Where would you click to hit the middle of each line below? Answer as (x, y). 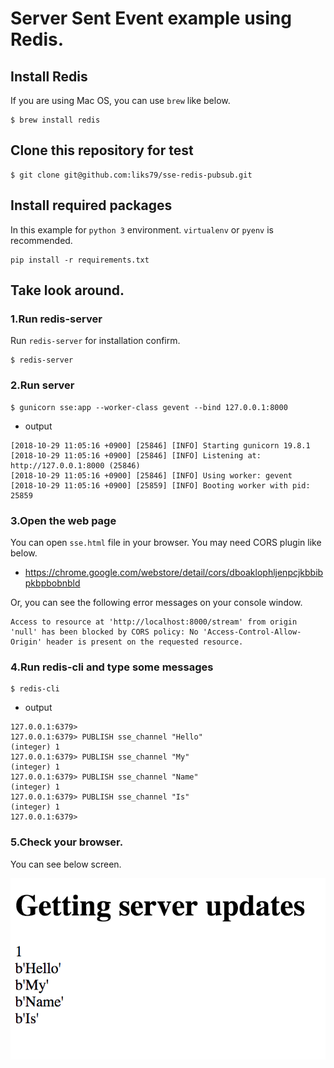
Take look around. (67, 290)
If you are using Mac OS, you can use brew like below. (120, 100)
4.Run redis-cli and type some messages (112, 667)
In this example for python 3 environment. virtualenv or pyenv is (142, 229)
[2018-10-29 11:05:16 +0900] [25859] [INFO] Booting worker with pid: (160, 485)
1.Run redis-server (56, 319)
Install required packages (91, 205)
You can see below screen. (66, 864)
